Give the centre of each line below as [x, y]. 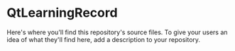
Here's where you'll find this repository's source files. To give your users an [117, 32]
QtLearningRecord [62, 13]
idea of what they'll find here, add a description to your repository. [103, 39]
